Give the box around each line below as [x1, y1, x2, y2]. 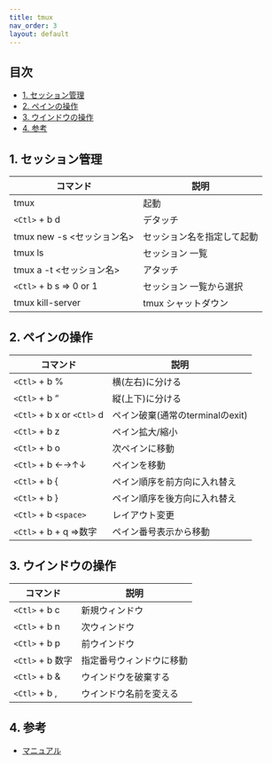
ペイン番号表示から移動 [112, 525, 210, 538]
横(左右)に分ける [112, 375, 182, 388]
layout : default [9, 29, 69, 38]
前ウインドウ [81, 637, 136, 650]
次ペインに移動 [112, 442, 175, 454]
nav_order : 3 [9, 21, 58, 30]
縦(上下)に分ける [112, 392, 182, 405]
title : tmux [9, 12, 53, 22]
